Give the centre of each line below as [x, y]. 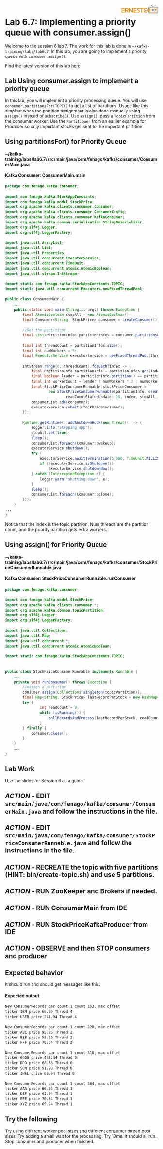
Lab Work [20, 769]
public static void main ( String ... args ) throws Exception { [77, 309]
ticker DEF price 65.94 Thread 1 [39, 1094]
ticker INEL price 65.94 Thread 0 [40, 1073]
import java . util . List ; [29, 248]
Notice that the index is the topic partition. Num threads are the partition [77, 524]
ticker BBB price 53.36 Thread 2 [39, 1037]
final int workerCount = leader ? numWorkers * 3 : [84, 382]
